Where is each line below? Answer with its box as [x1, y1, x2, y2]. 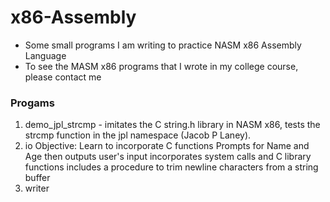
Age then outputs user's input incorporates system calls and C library [24, 151, 312, 163]
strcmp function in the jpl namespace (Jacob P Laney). [24, 129, 252, 141]
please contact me [24, 71, 102, 83]
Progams [10, 96, 55, 110]
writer [24, 182, 50, 195]
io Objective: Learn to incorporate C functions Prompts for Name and [24, 140, 310, 152]
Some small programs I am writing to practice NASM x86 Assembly [24, 39, 302, 51]
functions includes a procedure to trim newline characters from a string [24, 161, 319, 173]
